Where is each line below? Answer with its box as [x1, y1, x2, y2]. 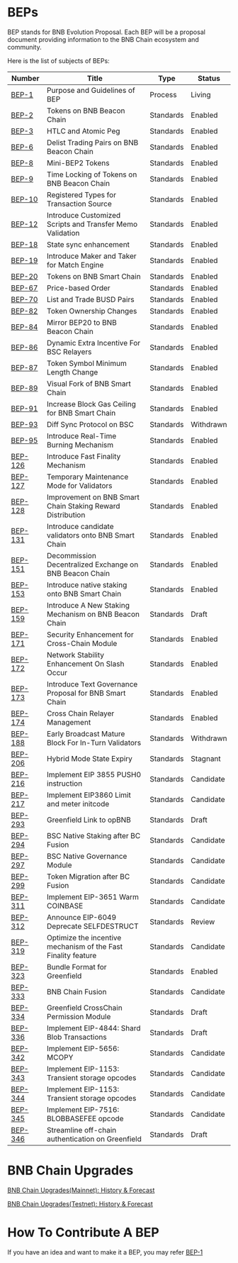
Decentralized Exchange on [47, 560, 139, 569]
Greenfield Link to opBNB [47, 815, 131, 825]
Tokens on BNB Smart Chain [47, 271, 141, 281]
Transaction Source [47, 199, 112, 208]
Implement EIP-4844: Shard [47, 1023, 141, 1033]
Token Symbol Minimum [47, 358, 127, 368]
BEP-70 [11, 294, 38, 304]
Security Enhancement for [47, 629, 134, 639]
